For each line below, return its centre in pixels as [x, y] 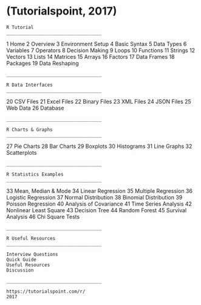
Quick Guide [21, 260]
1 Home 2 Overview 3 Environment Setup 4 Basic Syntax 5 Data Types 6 [97, 44]
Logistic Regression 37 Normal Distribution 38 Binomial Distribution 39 [94, 197]
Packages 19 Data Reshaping [43, 63]
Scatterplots [22, 152]
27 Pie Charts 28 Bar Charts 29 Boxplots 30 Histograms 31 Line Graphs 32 [99, 146]
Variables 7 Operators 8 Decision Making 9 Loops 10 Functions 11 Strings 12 [101, 50]
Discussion [20, 270]
